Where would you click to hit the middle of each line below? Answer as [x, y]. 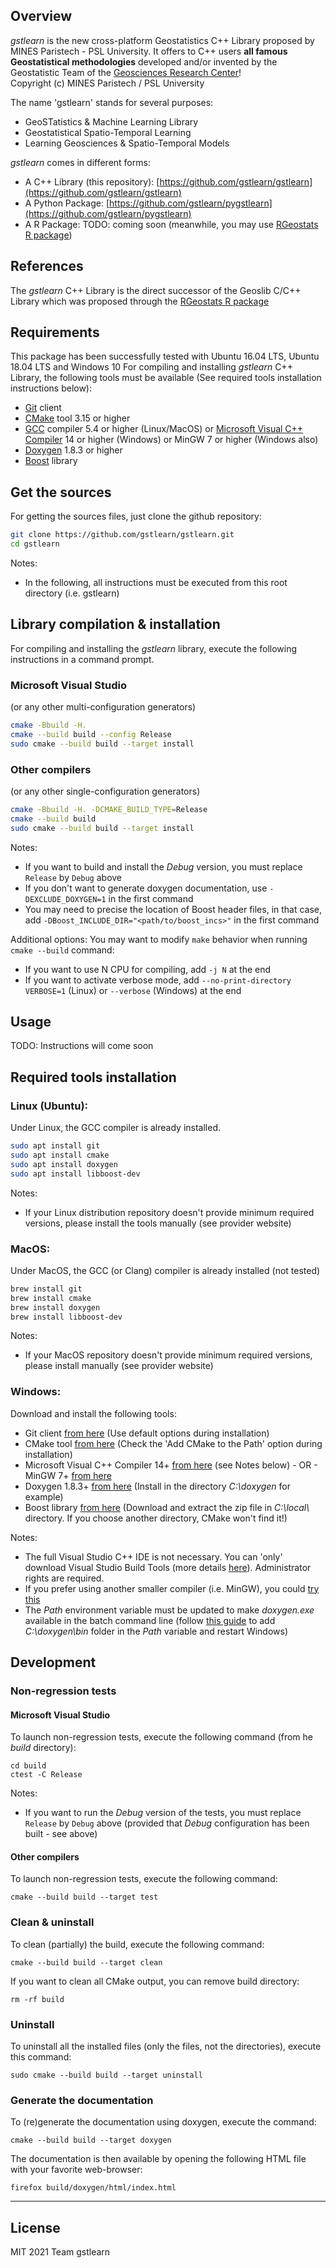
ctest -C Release [46, 1775]
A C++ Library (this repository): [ [92, 181]
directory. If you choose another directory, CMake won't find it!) [156, 1518]
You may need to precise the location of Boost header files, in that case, [173, 909]
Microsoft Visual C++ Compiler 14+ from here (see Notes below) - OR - [171, 1465]
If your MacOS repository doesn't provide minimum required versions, [168, 1355]
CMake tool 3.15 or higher [77, 418]
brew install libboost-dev [66, 1317]
